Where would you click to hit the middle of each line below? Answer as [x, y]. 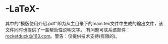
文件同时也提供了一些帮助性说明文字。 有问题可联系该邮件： [68, 30]
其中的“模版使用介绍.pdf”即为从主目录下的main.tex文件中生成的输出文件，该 [84, 23]
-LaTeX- [22, 9]
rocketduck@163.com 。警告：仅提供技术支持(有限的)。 [63, 36]
